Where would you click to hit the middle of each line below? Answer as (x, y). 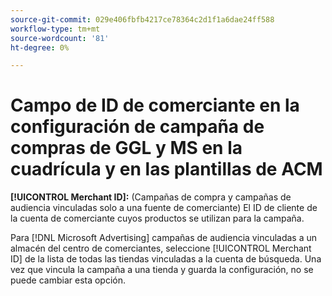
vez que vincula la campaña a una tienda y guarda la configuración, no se (162, 270)
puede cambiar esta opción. (68, 280)
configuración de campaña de (137, 127)
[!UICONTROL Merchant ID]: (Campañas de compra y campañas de (151, 197)
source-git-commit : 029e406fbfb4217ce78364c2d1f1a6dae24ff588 (142, 19)
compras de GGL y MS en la (126, 148)
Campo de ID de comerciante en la (155, 105)
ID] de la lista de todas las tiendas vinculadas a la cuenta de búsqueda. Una (166, 259)
